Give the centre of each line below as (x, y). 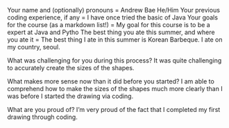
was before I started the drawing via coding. (70, 96)
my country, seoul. (34, 47)
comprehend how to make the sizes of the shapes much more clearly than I (115, 89)
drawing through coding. (42, 117)
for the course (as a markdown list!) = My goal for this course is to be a (109, 25)
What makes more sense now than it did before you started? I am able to (111, 81)
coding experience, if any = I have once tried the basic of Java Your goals (113, 17)
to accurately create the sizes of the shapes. (71, 68)
